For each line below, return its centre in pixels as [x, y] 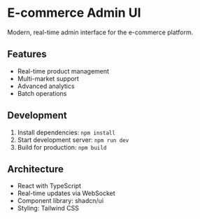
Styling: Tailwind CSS [48, 209]
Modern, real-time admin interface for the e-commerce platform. [100, 32]
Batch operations [42, 93]
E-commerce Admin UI [74, 13]
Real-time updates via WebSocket [66, 193]
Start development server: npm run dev [73, 140]
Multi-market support [48, 78]
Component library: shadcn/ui [60, 201]
